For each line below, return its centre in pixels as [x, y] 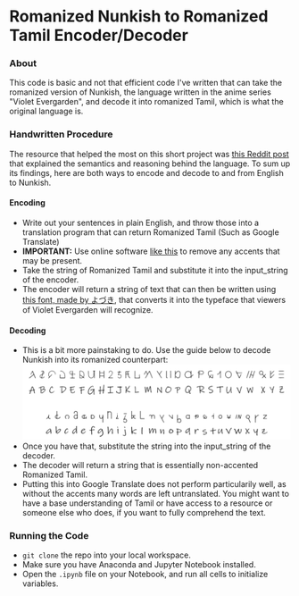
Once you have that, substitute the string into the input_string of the [146, 446]
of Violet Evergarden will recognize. [87, 309]
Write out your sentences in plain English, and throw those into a [141, 222]
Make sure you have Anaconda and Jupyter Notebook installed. [139, 564]
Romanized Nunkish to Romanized [139, 17]
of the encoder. [50, 280]
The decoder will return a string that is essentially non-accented [140, 465]
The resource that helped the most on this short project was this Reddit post [149, 154]
